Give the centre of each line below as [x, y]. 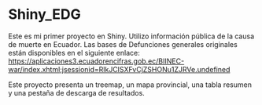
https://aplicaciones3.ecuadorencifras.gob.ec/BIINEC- [96, 61]
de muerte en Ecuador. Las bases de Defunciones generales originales [123, 44]
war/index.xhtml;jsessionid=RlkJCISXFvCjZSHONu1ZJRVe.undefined [119, 69]
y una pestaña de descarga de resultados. [77, 92]
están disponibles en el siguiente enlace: [74, 52]
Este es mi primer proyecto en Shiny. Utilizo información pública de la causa [131, 36]
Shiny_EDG [44, 14]
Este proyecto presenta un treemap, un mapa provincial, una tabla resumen [130, 85]
